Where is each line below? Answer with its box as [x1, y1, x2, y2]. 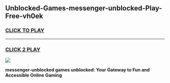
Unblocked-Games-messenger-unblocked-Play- [5, 4, 162, 13]
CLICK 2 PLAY [5, 46, 40, 53]
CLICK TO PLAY [5, 27, 45, 34]
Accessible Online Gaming [5, 72, 62, 78]
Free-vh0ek [5, 12, 44, 21]
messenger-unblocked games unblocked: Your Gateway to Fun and [5, 66, 150, 72]
